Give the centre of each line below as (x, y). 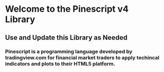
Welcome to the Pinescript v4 (67, 9)
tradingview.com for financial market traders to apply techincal (82, 57)
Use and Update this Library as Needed (66, 37)
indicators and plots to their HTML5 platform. (60, 64)
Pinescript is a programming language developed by (69, 51)
